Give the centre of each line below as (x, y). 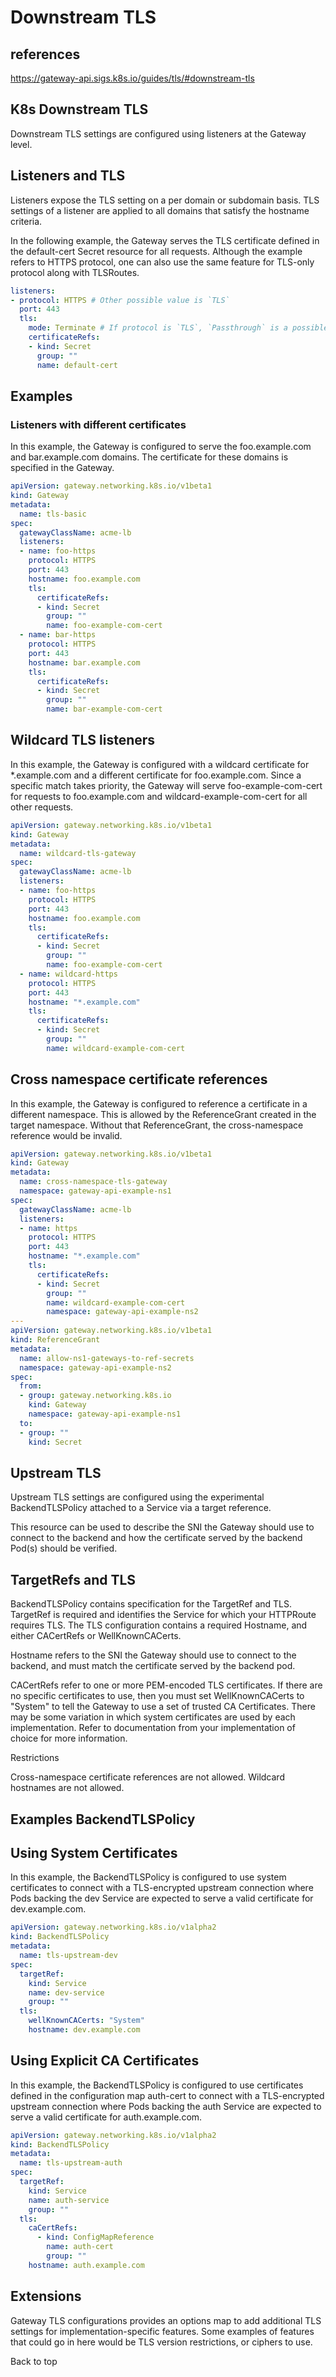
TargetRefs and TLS (73, 1579)
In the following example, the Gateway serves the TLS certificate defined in (165, 240)
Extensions (46, 2296)
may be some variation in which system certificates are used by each (153, 1717)
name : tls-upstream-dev (68, 1956)
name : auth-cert (80, 2247)
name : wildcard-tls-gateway (78, 853)
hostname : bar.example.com (84, 662)
